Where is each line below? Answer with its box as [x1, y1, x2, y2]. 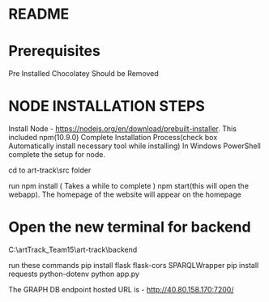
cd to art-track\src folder [8, 165, 92, 175]
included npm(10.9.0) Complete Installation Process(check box [8, 133, 218, 142]
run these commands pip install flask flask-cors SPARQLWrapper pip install [8, 261, 259, 270]
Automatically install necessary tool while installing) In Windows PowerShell [8, 141, 261, 151]
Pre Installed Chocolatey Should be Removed [8, 69, 160, 79]
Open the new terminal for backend [8, 218, 251, 236]
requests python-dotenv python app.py [8, 269, 140, 279]
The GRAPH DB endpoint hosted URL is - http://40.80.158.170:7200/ [8, 285, 234, 294]
